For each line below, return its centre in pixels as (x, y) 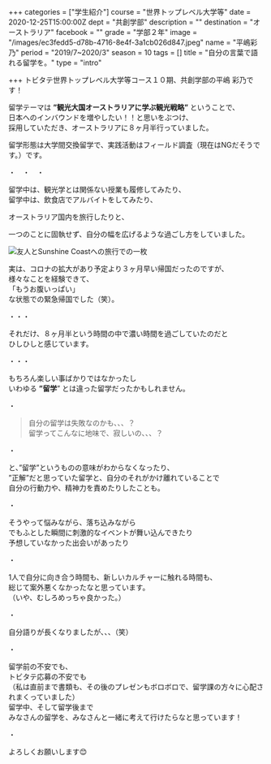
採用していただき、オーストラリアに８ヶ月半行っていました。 (111, 127)
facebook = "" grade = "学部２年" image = (126, 32)
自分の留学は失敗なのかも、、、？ (82, 423)
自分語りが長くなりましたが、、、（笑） (71, 632)
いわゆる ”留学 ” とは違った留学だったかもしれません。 (99, 388)
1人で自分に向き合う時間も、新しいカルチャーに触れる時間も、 (113, 577)
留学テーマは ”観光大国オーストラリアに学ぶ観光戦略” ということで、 (124, 107)
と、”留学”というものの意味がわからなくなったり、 (91, 468)
